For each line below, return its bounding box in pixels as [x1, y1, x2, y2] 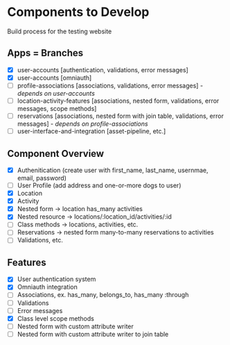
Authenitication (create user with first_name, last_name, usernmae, [17, 166, 209, 174]
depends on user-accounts [17, 89, 96, 97]
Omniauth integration [17, 283, 78, 292]
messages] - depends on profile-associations [17, 119, 148, 128]
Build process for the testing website [7, 27, 112, 35]
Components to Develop [7, 4, 150, 20]
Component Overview [7, 147, 105, 160]
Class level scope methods [17, 314, 95, 323]
